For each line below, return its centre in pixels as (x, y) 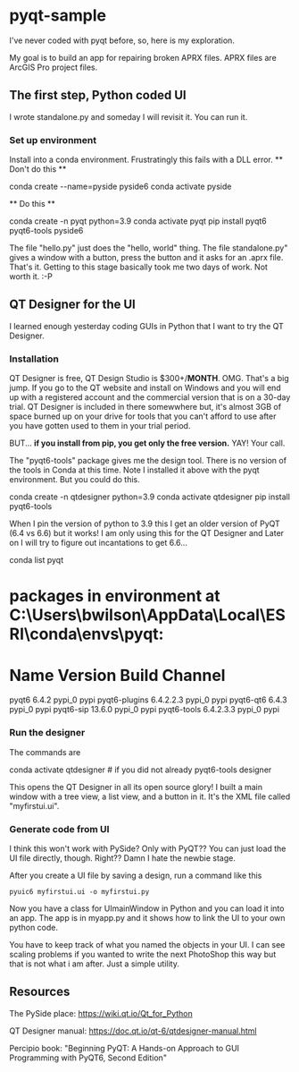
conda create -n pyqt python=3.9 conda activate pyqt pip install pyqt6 (138, 221)
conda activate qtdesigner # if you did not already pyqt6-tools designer (141, 770)
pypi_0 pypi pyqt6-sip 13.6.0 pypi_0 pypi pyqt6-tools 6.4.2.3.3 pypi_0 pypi (144, 710)
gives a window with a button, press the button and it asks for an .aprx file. (146, 258)
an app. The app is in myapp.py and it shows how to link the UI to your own (147, 917)
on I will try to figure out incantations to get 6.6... (98, 543)
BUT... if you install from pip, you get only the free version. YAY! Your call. (147, 443)
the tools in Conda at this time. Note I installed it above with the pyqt (135, 470)
